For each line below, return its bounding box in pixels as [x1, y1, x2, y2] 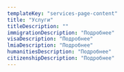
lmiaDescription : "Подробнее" [7, 42, 94, 49]
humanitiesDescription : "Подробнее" [7, 49, 112, 56]
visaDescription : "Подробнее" [7, 36, 94, 43]
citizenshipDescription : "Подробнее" [7, 55, 115, 62]
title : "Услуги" [7, 16, 53, 23]
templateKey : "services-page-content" [7, 10, 118, 17]
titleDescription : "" [7, 23, 69, 29]
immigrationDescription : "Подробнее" [7, 29, 115, 36]
